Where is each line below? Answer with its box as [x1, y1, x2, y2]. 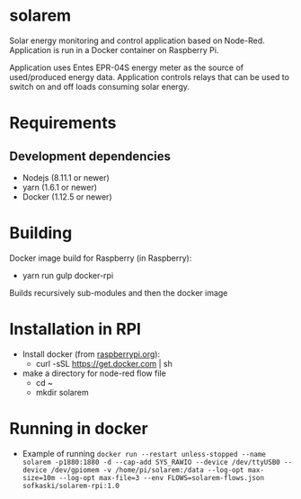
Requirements [9, 113, 117, 133]
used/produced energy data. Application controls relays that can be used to [9, 71, 290, 82]
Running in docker [9, 419, 148, 439]
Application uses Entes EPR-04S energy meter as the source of [9, 62, 244, 73]
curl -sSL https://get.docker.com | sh [35, 358, 173, 369]
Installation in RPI [9, 319, 142, 340]
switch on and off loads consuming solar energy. [9, 81, 190, 92]
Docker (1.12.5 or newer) [22, 191, 112, 202]
